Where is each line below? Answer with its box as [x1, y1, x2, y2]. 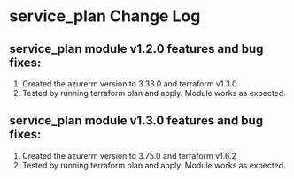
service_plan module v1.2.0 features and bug [9, 41, 264, 56]
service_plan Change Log [9, 6, 201, 26]
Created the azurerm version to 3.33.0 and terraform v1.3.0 [21, 78, 237, 89]
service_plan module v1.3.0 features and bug [9, 113, 264, 129]
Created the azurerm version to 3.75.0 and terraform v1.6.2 [21, 150, 237, 160]
